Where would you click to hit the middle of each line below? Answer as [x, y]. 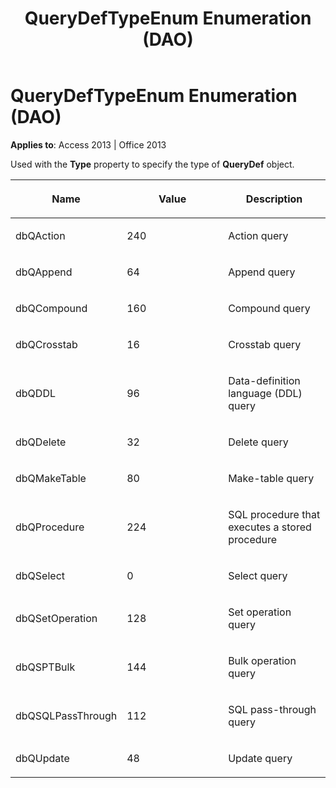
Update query [260, 758]
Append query [262, 272]
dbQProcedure [50, 527]
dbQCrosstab [46, 344]
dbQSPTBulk [45, 667]
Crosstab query [265, 344]
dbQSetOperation [56, 618]
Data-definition [264, 380]
